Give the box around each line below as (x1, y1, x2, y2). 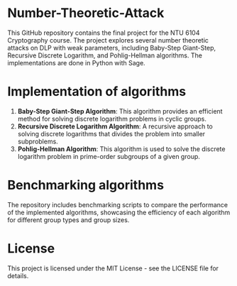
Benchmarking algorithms (7, 177, 165, 193)
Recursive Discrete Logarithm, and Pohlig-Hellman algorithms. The (7, 51, 202, 60)
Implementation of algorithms (7, 84, 187, 100)
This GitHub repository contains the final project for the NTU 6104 (7, 28, 200, 37)
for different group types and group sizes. (7, 215, 130, 224)
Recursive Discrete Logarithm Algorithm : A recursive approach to (17, 122, 213, 131)
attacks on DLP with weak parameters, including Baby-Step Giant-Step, (7, 43, 216, 52)
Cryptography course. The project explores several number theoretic (7, 35, 209, 44)
